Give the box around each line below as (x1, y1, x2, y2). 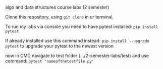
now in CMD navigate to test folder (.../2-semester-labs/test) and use (5, 52, 149, 58)
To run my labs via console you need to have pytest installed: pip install (5, 23, 158, 29)
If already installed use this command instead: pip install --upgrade (5, 37, 150, 43)
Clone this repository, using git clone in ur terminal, (5, 14, 114, 19)
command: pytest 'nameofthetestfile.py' (5, 58, 94, 64)
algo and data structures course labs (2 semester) (5, 4, 110, 10)
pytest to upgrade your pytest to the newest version (5, 43, 114, 49)
